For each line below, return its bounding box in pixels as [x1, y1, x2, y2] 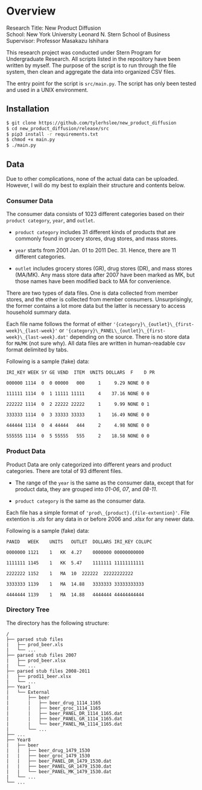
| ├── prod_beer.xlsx [6, 658, 66, 664]
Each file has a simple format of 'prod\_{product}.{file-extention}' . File [6, 509, 190, 516]
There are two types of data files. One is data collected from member [6, 289, 178, 297]
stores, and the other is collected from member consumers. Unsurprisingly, [6, 296, 193, 303]
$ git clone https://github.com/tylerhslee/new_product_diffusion [6, 120, 177, 126]
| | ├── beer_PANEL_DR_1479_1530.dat [6, 758, 112, 764]
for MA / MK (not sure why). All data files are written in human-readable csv [6, 340, 186, 347]
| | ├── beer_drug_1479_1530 [6, 747, 90, 754]
